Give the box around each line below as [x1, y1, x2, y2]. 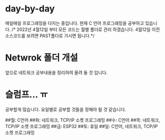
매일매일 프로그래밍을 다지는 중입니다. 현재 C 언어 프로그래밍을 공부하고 [5, 20, 145, 26]
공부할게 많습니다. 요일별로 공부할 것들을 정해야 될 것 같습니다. [5, 106, 126, 112]
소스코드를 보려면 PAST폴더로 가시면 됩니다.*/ [5, 32, 95, 38]
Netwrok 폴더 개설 [5, 52, 78, 63]
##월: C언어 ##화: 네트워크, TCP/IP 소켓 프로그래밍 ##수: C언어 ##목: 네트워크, [5, 117, 161, 123]
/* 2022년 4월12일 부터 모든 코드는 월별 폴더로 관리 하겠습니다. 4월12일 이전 [11, 26, 161, 32]
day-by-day [5, 3, 55, 14]
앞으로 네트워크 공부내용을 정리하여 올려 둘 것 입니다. [5, 69, 108, 75]
